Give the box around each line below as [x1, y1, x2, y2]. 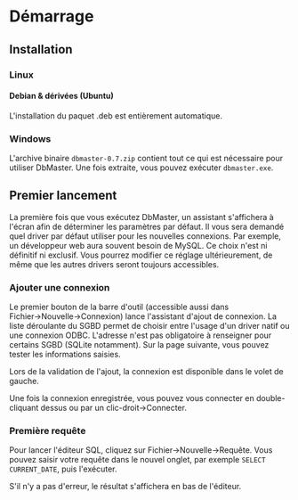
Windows [9, 132, 52, 144]
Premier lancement [9, 188, 117, 203]
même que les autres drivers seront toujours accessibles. [9, 258, 220, 269]
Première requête [9, 425, 86, 438]
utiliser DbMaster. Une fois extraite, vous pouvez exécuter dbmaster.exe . [9, 162, 274, 173]
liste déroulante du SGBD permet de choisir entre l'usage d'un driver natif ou [9, 321, 290, 332]
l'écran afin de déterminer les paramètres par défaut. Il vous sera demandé [9, 221, 285, 232]
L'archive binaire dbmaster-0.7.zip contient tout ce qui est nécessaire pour [9, 153, 284, 163]
